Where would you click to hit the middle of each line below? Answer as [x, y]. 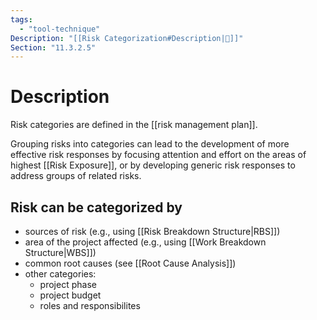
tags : [21, 19]
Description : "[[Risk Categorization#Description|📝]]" [127, 38]
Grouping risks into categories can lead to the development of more [150, 144]
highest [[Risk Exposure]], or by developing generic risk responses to [153, 165]
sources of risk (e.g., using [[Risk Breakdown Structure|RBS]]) [152, 231]
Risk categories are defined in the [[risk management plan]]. [134, 125]
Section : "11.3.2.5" [53, 47]
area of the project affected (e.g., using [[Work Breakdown [145, 242]
